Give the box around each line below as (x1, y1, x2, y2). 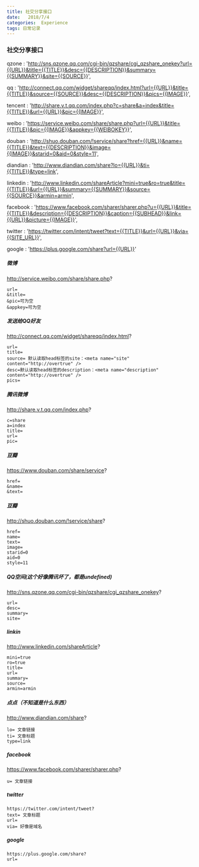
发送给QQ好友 (7, 317, 41, 325)
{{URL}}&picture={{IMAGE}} (7, 216, 75, 223)
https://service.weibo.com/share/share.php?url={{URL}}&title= (27, 119, 181, 126)
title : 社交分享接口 (7, 8, 52, 15)
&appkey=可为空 (7, 304, 41, 310)
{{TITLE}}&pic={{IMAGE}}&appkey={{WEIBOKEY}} (7, 126, 130, 133)
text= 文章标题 (7, 812, 41, 818)
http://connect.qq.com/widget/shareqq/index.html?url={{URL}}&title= (19, 84, 189, 91)
